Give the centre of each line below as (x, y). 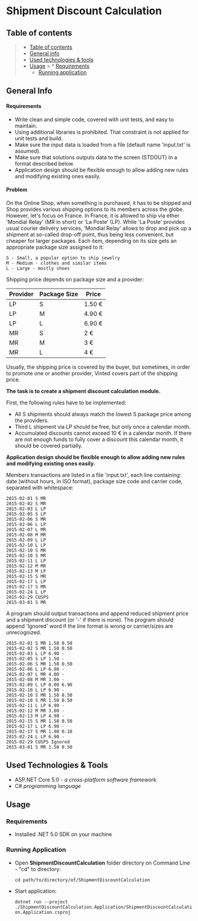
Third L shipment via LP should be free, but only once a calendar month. (103, 426)
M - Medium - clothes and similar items (57, 263)
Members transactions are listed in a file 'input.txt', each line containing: (94, 475)
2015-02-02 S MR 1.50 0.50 (39, 648)
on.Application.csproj (43, 912)
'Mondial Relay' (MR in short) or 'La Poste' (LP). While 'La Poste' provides (95, 221)
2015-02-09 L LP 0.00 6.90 (39, 685)
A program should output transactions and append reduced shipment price (98, 613)
